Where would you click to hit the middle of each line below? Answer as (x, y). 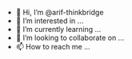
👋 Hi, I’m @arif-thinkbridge (60, 12)
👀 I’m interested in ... (50, 21)
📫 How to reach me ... (53, 47)
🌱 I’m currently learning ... (58, 29)
